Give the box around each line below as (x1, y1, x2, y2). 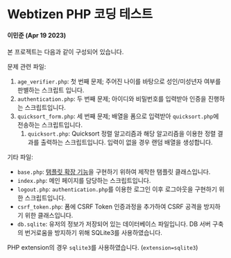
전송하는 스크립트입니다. (17, 121, 83, 129)
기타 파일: (7, 153, 33, 161)
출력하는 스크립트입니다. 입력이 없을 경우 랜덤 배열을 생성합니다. (40, 138, 213, 147)
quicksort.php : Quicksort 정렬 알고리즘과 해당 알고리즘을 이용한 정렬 (27, 129, 216, 138)
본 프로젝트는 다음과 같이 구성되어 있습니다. (7, 48, 124, 56)
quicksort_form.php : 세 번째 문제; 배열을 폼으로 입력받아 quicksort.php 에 (17, 112, 219, 120)
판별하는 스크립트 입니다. (17, 86, 85, 95)
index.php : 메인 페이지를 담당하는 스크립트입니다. (17, 177, 151, 185)
